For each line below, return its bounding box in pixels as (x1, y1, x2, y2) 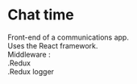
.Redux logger (7, 66, 54, 76)
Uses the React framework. (7, 40, 98, 50)
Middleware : (7, 49, 51, 59)
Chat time (7, 6, 74, 24)
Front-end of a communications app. (7, 32, 130, 42)
